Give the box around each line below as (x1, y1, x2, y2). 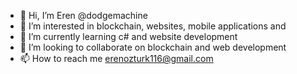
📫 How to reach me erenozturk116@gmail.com (19, 53, 214, 64)
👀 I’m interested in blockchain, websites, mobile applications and (19, 20, 287, 32)
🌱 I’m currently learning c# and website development (19, 31, 238, 42)
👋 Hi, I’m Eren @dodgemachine (19, 10, 148, 21)
